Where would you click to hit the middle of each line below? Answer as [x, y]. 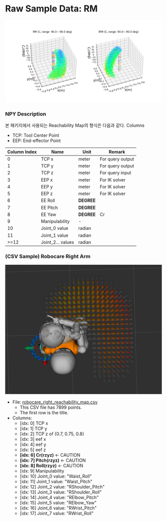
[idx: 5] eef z [33, 450]
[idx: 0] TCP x [34, 423]
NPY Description [26, 114]
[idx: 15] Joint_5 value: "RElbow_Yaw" [58, 503]
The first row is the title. [44, 412]
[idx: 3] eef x [33, 439]
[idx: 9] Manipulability [42, 471]
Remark [117, 152]
